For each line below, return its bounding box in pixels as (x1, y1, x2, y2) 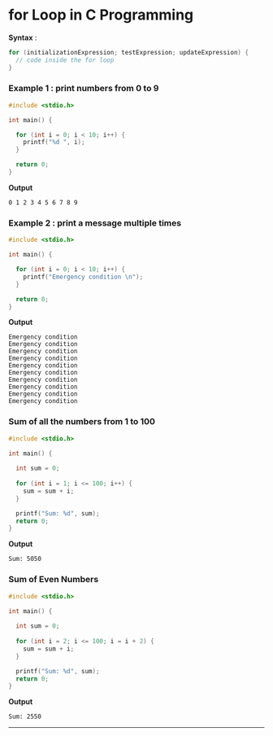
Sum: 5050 (8, 555, 42, 563)
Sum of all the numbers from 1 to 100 (8, 416, 156, 427)
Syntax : (8, 33, 37, 42)
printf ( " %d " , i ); (23, 138, 85, 147)
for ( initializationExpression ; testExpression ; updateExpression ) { (8, 48, 249, 56)
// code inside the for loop (15, 55, 115, 64)
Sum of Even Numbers (8, 574, 99, 585)
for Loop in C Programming (8, 6, 194, 24)
